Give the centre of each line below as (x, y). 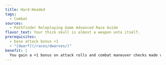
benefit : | (16, 50)
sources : (14, 23)
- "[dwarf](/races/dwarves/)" (41, 46)
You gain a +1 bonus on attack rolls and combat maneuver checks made (84, 55)
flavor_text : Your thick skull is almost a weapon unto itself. (73, 32)
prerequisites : (21, 37)
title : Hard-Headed (25, 10)
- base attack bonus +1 (34, 42)
